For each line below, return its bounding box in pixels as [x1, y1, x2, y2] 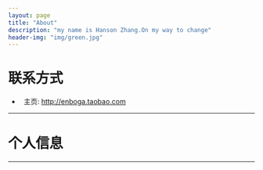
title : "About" [8, 19, 58, 27]
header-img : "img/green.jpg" [8, 33, 103, 42]
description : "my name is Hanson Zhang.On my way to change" [8, 26, 212, 34]
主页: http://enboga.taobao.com [23, 97, 127, 107]
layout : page [8, 11, 51, 20]
